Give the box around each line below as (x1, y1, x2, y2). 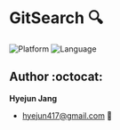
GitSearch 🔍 (9, 8, 104, 28)
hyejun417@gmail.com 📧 (21, 110, 113, 121)
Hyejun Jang (9, 93, 58, 103)
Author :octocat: (9, 69, 104, 85)
